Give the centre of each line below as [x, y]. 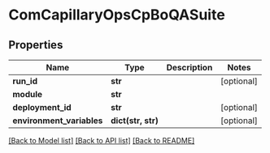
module [28, 94]
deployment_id [42, 107]
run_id [25, 81]
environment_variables [58, 121]
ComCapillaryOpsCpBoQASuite [117, 15]
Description [189, 68]
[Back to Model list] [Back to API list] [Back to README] [102, 140]
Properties [36, 45]
